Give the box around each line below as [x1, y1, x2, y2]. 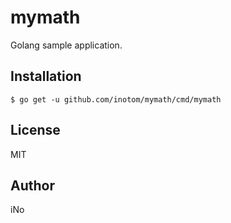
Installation [10, 68, 82, 85]
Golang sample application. [10, 39, 123, 51]
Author [10, 177, 55, 194]
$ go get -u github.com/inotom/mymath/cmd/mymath [10, 94, 222, 105]
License [10, 122, 61, 139]
